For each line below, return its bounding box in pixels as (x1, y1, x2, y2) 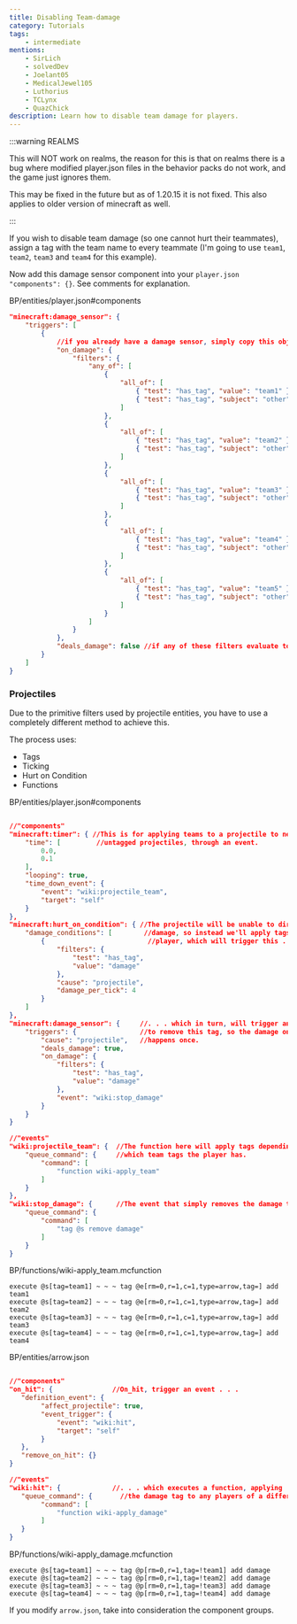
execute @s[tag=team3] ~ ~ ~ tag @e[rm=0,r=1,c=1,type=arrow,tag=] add (9, 1313, 278, 1322)
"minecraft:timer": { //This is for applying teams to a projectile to (9, 830, 279, 839)
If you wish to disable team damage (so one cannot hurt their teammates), (9, 233, 278, 244)
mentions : (9, 46, 46, 55)
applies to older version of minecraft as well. (9, 198, 171, 209)
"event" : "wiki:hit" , (56, 1418, 137, 1427)
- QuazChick (25, 104, 69, 112)
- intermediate (25, 37, 81, 47)
